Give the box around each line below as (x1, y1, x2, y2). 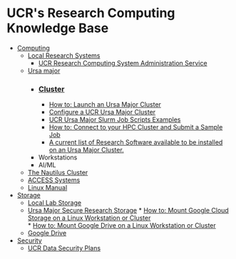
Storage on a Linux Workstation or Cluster (27, 213, 151, 222)
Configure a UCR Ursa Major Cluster (48, 108, 156, 117)
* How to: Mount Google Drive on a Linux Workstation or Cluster (27, 221, 217, 230)
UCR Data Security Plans (27, 244, 101, 253)
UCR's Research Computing (6, 5, 175, 21)
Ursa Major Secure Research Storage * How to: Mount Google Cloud (27, 206, 229, 215)
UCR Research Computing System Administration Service (38, 58, 207, 67)
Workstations (38, 153, 78, 162)
